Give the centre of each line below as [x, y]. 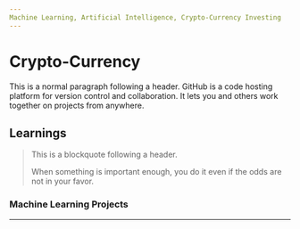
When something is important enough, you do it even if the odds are [156, 172]
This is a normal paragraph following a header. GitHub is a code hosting [141, 86]
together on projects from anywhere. [77, 105]
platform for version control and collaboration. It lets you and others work [144, 95]
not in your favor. [62, 181]
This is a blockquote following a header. [104, 155]
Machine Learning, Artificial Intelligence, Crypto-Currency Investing [145, 17]
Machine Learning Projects [69, 204]
